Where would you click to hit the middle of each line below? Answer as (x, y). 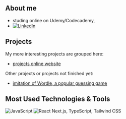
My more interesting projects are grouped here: (54, 54)
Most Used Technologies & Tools (58, 99)
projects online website (37, 64)
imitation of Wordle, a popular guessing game (60, 83)
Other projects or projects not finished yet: (49, 73)
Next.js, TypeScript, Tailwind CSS (86, 111)
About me (21, 8)
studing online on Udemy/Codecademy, (53, 20)
